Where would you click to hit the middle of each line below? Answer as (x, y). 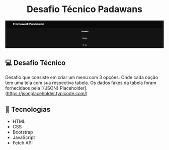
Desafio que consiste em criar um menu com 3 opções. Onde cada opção (82, 78)
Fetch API (22, 143)
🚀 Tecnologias (28, 109)
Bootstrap (23, 132)
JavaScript (24, 137)
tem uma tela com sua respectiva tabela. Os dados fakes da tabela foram (81, 83)
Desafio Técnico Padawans (84, 9)
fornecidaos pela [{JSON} (32, 88)
